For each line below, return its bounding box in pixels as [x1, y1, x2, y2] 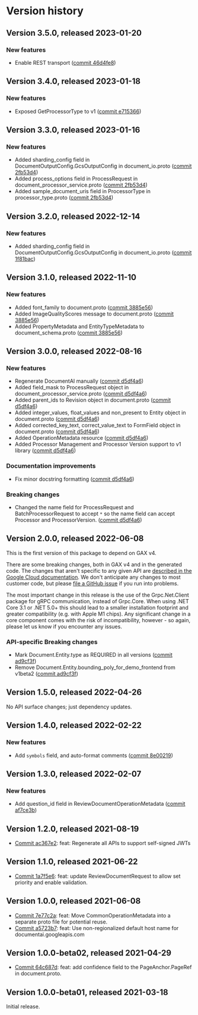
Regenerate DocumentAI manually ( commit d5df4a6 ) [14, 377, 144, 384]
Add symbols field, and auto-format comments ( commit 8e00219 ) [14, 752, 174, 759]
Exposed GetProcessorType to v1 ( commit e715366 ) [14, 108, 142, 115]
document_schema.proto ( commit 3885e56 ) [14, 329, 123, 336]
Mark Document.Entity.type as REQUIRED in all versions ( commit [14, 651, 173, 658]
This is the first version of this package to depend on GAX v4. [6, 549, 157, 556]
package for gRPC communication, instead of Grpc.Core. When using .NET [6, 597, 190, 604]
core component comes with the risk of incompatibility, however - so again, [6, 616, 191, 623]
